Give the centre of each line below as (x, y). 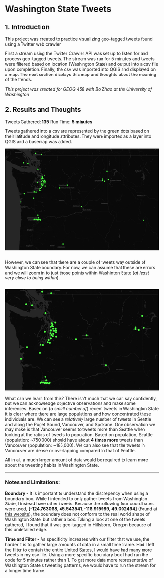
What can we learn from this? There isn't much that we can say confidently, (81, 399)
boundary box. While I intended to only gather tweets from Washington (76, 498)
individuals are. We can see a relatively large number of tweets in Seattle (78, 419)
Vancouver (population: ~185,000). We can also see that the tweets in (75, 445)
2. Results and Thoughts (43, 110)
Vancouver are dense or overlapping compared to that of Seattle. (71, 451)
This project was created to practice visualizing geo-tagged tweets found (79, 39)
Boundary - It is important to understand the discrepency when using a (77, 493)
